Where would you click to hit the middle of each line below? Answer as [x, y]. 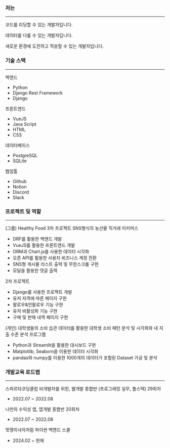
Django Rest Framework [38, 93]
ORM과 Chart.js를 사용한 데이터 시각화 [51, 251]
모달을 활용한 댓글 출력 [35, 270]
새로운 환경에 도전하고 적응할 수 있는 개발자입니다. [55, 46]
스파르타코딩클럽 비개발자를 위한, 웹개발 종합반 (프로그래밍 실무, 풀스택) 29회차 [83, 389]
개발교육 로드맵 [23, 372]
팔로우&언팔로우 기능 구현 [38, 304]
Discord [21, 192]
